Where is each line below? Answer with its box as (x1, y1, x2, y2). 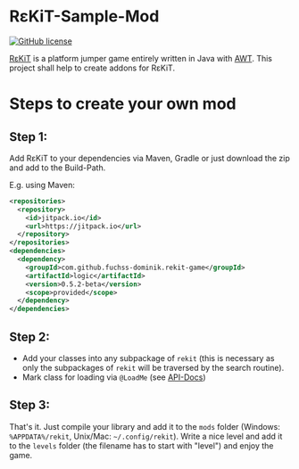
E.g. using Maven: (9, 179, 76, 190)
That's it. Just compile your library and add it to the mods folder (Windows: (9, 421, 281, 432)
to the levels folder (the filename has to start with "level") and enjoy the (9, 440, 274, 451)
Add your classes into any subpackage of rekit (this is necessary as (21, 353, 275, 363)
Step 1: (9, 129, 48, 144)
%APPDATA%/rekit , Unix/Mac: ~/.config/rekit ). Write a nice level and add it (9, 431, 283, 441)
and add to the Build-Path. (9, 162, 106, 173)
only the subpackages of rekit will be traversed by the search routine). (21, 363, 285, 373)
